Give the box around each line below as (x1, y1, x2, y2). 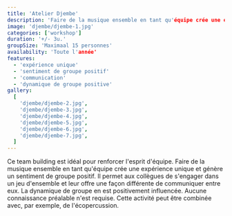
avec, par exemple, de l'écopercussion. (7, 202, 119, 210)
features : (7, 55, 36, 62)
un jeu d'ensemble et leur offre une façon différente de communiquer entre (7, 179, 221, 188)
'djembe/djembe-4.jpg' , (19, 112, 88, 119)
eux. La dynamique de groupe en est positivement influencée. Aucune (7, 187, 207, 195)
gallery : (7, 87, 32, 94)
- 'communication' (13, 74, 67, 81)
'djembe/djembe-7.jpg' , (19, 132, 88, 139)
